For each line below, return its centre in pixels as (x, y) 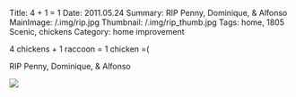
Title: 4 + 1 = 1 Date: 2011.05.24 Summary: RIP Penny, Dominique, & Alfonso (148, 13)
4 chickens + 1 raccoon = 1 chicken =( (79, 49)
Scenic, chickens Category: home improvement (97, 32)
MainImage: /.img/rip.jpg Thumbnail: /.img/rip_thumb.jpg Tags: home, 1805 (147, 22)
